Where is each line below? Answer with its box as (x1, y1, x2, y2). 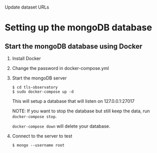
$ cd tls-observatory (12, 85, 58, 90)
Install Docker (12, 55, 41, 62)
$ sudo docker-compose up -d (12, 89, 74, 95)
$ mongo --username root (12, 143, 65, 148)
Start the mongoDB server (12, 75, 67, 81)
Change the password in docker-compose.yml (12, 65, 109, 71)
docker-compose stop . (12, 113, 57, 120)
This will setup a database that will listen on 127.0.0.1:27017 (12, 98, 135, 104)
